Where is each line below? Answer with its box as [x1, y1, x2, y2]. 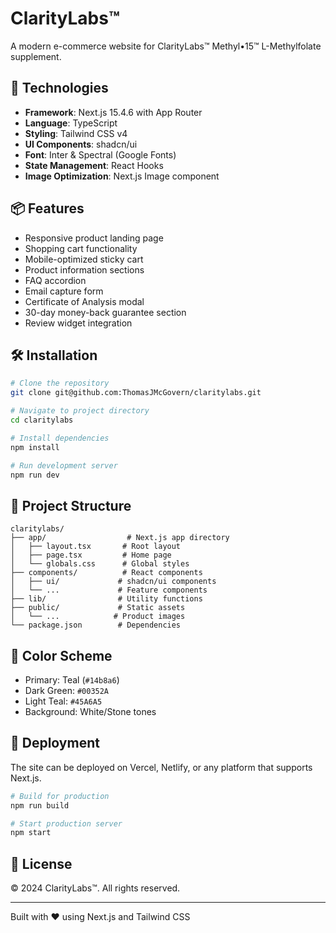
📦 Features [10, 200, 85, 217]
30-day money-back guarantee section [24, 306, 187, 318]
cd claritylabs [10, 415, 74, 425]
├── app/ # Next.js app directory [10, 533, 230, 543]
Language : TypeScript [24, 117, 118, 129]
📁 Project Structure [10, 497, 132, 514]
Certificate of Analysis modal [24, 295, 145, 307]
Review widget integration [24, 317, 133, 329]
